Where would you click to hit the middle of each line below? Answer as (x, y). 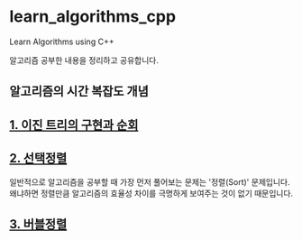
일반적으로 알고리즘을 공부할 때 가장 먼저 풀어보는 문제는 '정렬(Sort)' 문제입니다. (150, 181)
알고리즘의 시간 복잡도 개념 (79, 92)
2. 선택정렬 (38, 158)
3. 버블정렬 (38, 224)
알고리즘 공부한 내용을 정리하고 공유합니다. (84, 60)
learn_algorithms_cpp (93, 17)
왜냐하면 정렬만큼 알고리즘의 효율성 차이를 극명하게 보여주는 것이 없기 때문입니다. (151, 193)
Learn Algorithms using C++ (62, 42)
